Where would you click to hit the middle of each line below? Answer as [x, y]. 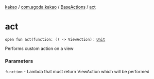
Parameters [19, 61]
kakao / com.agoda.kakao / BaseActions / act [50, 7]
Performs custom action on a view [39, 48]
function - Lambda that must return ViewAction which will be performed [77, 72]
